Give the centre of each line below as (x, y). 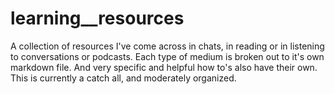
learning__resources (97, 18)
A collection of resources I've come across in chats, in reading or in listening (167, 46)
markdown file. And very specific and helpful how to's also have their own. (164, 67)
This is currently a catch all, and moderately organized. (123, 78)
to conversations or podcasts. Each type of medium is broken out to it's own (167, 56)
